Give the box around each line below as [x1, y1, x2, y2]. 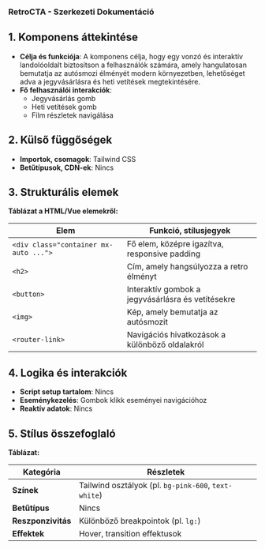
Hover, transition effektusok [78, 528, 182, 539]
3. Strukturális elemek [8, 185, 119, 199]
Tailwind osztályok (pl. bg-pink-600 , [78, 479, 211, 491]
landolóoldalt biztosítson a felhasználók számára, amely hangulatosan [19, 60, 247, 70]
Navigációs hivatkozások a [126, 329, 226, 340]
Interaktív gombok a [126, 284, 201, 295]
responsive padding [126, 248, 201, 259]
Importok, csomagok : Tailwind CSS [19, 154, 136, 164]
